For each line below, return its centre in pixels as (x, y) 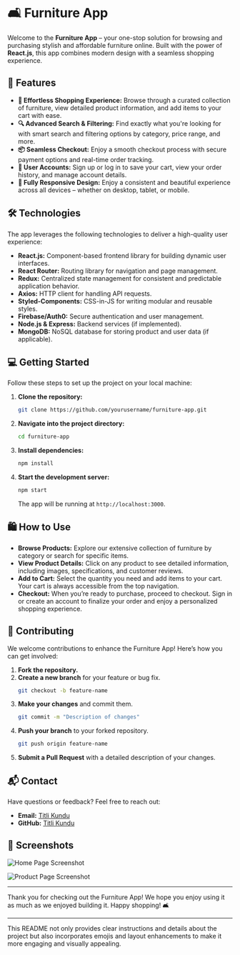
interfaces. (34, 263)
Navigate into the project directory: (71, 424)
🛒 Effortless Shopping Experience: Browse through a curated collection (124, 100)
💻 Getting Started (48, 362)
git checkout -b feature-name (63, 690)
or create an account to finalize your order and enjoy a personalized (117, 601)
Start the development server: (64, 477)
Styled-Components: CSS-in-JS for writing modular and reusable (115, 301)
